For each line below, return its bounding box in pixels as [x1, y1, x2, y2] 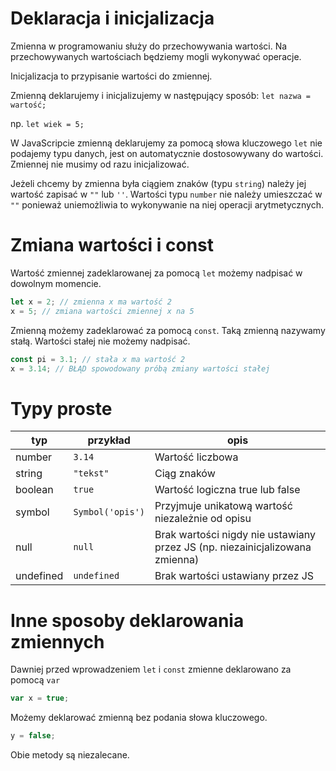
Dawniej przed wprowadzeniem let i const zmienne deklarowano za [10, 663, 292, 676]
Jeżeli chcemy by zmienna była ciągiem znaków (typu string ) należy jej [10, 177, 307, 189]
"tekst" [73, 468, 110, 479]
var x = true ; [10, 693, 70, 704]
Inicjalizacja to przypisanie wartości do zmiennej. [10, 70, 213, 82]
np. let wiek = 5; [10, 117, 85, 129]
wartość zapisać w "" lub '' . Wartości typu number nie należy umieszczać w [10, 188, 323, 200]
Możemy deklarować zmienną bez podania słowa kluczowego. [10, 712, 268, 724]
